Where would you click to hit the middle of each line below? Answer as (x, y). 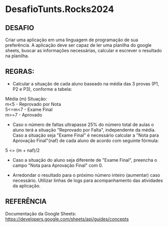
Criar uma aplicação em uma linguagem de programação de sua (72, 40)
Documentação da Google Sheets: (41, 213)
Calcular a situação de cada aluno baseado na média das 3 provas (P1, (86, 83)
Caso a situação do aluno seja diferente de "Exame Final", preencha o (85, 160)
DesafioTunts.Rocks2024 (60, 9)
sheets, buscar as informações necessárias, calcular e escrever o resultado (83, 50)
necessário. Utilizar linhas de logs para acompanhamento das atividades (88, 180)
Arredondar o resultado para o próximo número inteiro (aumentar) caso (86, 175)
